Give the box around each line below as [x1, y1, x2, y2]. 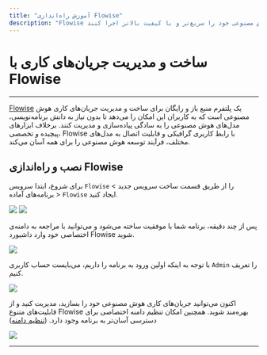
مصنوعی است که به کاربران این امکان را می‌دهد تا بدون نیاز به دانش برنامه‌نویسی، [9, 112, 250, 121]
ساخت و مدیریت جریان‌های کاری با [9, 53, 208, 71]
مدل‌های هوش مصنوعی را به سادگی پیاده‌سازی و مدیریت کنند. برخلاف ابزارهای [9, 120, 240, 130]
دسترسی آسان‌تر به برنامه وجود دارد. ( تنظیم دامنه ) [9, 315, 157, 325]
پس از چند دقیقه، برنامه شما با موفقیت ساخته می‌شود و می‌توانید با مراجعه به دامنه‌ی [9, 221, 257, 231]
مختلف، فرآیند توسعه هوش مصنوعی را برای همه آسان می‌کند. [9, 137, 191, 147]
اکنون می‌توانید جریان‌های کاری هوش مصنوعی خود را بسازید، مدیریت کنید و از [9, 299, 237, 308]
